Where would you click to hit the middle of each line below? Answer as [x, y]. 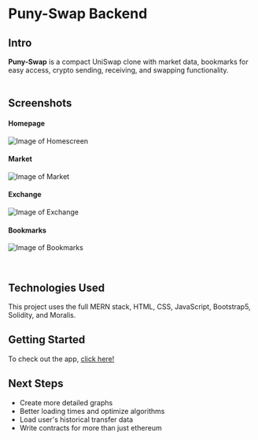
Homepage [27, 123]
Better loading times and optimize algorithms [92, 411]
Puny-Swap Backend [78, 14]
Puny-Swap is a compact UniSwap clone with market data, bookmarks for [129, 62]
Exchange [25, 195]
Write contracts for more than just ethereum [91, 427]
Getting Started [47, 340]
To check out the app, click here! [61, 359]
